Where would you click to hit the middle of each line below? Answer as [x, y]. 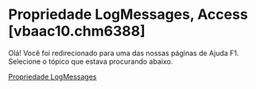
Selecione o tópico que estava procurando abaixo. [91, 61]
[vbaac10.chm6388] [77, 31]
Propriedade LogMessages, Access [128, 15]
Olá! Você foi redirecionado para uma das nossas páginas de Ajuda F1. [124, 53]
